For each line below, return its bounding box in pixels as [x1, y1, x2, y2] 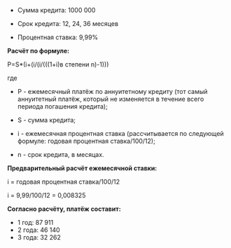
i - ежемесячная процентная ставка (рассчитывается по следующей [17, 130, 224, 137]
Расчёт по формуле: [7, 47, 70, 55]
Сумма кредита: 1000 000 [17, 6, 96, 14]
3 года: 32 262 [17, 233, 61, 241]
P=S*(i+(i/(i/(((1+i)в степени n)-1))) [7, 60, 109, 69]
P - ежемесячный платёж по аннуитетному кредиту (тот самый [17, 88, 208, 95]
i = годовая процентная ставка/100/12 [7, 178, 120, 186]
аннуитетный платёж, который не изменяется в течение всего [17, 95, 204, 103]
